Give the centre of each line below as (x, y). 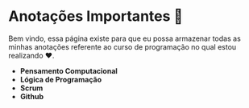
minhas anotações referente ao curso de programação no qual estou (122, 46)
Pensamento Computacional (69, 70)
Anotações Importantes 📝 (96, 16)
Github (32, 96)
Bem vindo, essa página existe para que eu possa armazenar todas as (125, 38)
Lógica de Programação (61, 79)
